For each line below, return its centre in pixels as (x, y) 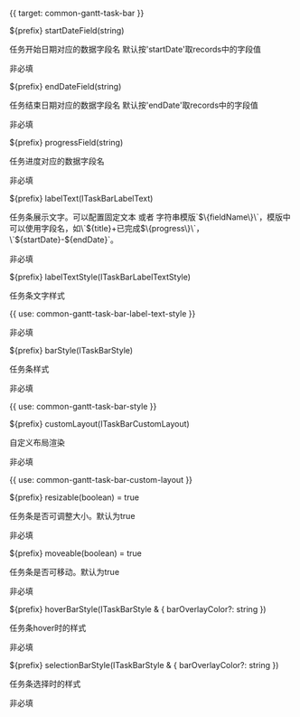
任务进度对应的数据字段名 (57, 161)
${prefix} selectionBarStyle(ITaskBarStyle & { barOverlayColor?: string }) (144, 665)
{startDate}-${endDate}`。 (69, 240)
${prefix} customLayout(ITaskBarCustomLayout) (99, 424)
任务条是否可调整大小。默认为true (72, 516)
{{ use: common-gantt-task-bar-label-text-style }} (103, 314)
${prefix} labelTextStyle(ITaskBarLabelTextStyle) (100, 277)
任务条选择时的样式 (45, 684)
